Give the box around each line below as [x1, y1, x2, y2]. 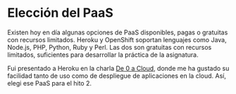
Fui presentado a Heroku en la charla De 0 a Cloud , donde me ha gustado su [7, 64, 230, 72]
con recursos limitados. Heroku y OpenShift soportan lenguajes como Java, [7, 35, 227, 43]
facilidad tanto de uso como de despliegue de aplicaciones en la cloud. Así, [7, 72, 227, 80]
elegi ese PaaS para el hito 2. [7, 79, 92, 87]
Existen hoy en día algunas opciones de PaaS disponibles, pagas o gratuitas [7, 28, 228, 36]
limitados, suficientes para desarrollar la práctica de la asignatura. [7, 51, 199, 59]
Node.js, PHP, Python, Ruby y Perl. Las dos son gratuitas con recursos [7, 43, 212, 51]
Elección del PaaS [7, 5, 114, 21]
